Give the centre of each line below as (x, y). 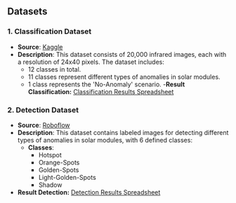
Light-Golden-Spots (67, 177)
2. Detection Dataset (43, 110)
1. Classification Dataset (50, 32)
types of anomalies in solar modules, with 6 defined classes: (105, 140)
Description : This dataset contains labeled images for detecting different (123, 132)
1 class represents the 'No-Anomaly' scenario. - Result (106, 84)
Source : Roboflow (44, 125)
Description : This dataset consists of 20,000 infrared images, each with (122, 54)
